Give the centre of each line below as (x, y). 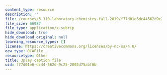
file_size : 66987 (23, 23)
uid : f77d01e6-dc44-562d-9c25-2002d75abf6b (51, 65)
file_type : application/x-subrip (40, 28)
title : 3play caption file (33, 60)
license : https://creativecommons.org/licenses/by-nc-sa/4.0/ (71, 46)
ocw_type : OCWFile (24, 51)
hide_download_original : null (37, 37)
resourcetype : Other (27, 56)
